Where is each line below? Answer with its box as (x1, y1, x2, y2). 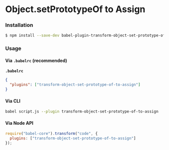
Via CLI (5, 97, 21, 104)
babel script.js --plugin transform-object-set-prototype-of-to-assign (5, 109, 158, 114)
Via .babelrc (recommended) (5, 57, 67, 64)
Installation (5, 22, 34, 29)
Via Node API (5, 120, 34, 126)
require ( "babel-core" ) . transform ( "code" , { (5, 131, 98, 136)
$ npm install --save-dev (5, 33, 59, 38)
